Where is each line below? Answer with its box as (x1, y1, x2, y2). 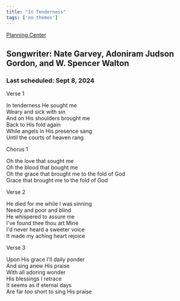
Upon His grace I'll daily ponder (6, 256, 85, 263)
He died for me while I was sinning (6, 200, 92, 208)
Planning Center (6, 31, 47, 38)
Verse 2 (6, 188, 26, 196)
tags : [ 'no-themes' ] (6, 15, 59, 21)
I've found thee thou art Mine (6, 219, 79, 227)
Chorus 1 (6, 146, 28, 153)
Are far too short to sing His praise (6, 288, 92, 296)
